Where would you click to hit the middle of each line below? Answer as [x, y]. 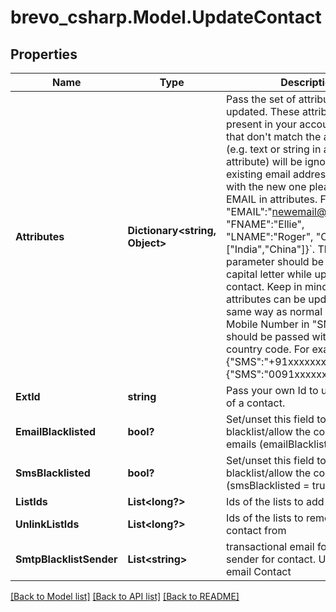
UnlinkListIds [47, 524]
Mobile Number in [267, 324]
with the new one [266, 186]
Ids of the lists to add [275, 501]
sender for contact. [271, 559]
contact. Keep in [264, 286]
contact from [256, 530]
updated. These [262, 111]
